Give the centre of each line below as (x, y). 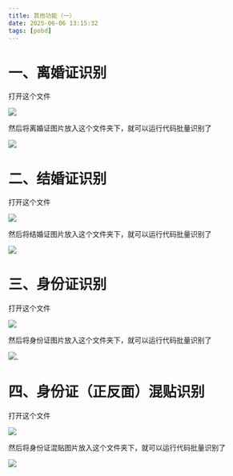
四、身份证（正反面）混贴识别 (107, 392)
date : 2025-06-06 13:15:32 (53, 23)
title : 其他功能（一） (42, 16)
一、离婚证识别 (58, 72)
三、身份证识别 (58, 284)
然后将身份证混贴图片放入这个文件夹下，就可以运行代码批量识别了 (117, 448)
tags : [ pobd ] (30, 30)
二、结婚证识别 (58, 179)
